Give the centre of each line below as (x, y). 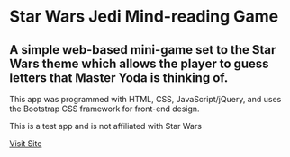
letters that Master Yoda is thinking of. (119, 78)
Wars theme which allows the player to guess (139, 63)
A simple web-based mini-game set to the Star (143, 50)
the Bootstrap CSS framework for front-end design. (104, 109)
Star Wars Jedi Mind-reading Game (144, 17)
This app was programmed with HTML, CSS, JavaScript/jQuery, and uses (145, 99)
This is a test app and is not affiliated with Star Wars (106, 126)
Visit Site (26, 144)
